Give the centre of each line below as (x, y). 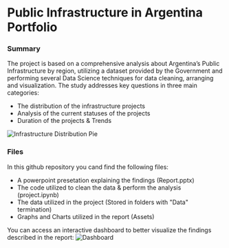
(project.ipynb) (38, 194)
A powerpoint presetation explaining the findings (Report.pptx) (106, 180)
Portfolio (32, 27)
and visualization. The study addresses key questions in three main (102, 86)
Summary (24, 49)
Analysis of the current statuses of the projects (84, 113)
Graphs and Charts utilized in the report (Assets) (86, 216)
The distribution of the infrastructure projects (81, 106)
